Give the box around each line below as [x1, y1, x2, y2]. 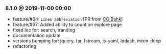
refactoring [12, 43, 37, 49]
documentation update [12, 33, 61, 39]
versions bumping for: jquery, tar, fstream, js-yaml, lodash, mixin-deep [12, 38, 161, 44]
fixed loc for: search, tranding [12, 27, 76, 33]
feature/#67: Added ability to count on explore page [12, 21, 122, 28]
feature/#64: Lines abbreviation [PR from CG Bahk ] [12, 16, 123, 22]
